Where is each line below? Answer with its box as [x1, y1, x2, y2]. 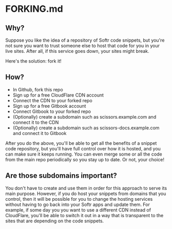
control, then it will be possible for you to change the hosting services [5, 196, 153, 202]
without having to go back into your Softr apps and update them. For [5, 201, 150, 207]
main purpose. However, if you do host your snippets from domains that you [5, 190, 166, 197]
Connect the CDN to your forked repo [12, 97, 92, 103]
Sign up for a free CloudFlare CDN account [12, 92, 104, 98]
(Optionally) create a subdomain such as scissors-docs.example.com [12, 124, 160, 131]
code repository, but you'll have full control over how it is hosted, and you [5, 145, 161, 151]
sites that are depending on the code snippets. [5, 218, 104, 224]
